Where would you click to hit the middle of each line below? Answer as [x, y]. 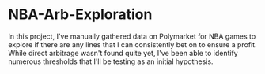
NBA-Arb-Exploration [80, 15]
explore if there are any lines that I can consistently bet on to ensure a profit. [132, 44]
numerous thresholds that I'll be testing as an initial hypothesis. [111, 61]
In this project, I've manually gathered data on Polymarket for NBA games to [132, 36]
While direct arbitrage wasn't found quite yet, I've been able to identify [123, 53]
